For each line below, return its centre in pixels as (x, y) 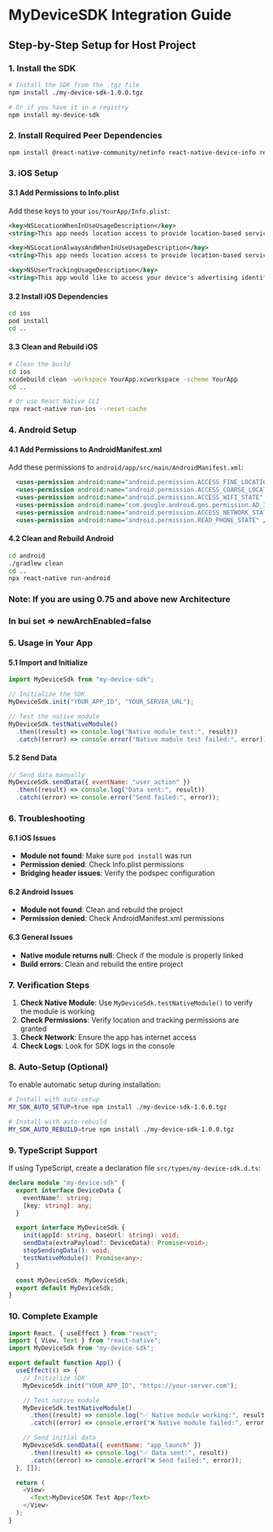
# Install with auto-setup (54, 1100)
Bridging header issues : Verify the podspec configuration (117, 873)
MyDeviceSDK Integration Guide (120, 15)
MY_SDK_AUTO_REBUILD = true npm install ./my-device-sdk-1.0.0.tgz (121, 1129)
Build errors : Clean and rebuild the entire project (102, 964)
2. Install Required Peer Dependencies (85, 136)
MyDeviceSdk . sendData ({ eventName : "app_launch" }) (112, 1446)
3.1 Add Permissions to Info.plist (64, 193)
